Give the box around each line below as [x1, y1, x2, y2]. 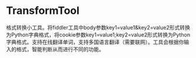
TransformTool [6, 4, 79, 17]
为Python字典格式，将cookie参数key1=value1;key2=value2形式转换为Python [6, 31, 190, 38]
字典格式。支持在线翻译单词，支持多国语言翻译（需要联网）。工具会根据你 [6, 38, 184, 45]
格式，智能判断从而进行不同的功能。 [16, 45, 104, 53]
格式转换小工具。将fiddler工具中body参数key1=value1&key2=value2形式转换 [6, 24, 190, 31]
